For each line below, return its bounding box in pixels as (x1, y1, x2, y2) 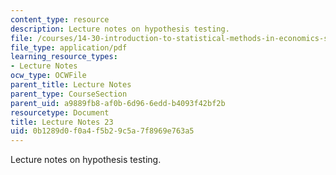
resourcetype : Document (10, 107, 110, 118)
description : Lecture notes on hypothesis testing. (10, 24, 230, 34)
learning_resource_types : (10, 52, 118, 62)
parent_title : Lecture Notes (10, 80, 132, 90)
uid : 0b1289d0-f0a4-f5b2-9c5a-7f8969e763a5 (10, 126, 195, 136)
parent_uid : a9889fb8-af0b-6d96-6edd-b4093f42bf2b (10, 98, 226, 108)
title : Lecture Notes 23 (10, 117, 114, 127)
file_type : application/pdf (10, 42, 128, 53)
